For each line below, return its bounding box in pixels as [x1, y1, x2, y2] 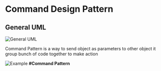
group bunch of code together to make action [5, 51, 98, 57]
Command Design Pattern [5, 3, 113, 15]
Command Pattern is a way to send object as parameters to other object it [5, 46, 156, 51]
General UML [5, 23, 46, 32]
